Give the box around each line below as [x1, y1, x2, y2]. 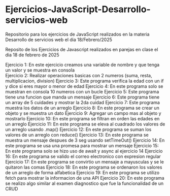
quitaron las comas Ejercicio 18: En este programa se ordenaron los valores [5, 164, 162, 170]
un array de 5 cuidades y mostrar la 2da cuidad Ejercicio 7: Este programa [5, 99, 160, 105]
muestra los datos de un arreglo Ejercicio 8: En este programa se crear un [5, 105, 160, 111]
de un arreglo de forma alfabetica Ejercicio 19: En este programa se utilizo [5, 169, 160, 176]
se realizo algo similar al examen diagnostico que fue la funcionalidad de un [5, 180, 164, 186]
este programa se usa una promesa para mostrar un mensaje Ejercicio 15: [5, 142, 159, 148]
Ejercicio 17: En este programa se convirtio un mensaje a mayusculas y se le [5, 158, 164, 165]
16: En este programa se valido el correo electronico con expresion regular [5, 153, 161, 159]
